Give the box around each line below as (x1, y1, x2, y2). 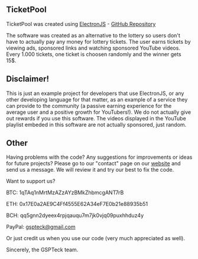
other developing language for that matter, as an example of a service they (6, 96, 188, 103)
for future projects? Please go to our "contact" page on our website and (6, 160, 181, 167)
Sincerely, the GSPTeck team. (6, 246, 79, 253)
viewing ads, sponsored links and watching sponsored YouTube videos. (6, 44, 180, 51)
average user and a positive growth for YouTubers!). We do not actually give (6, 109, 191, 116)
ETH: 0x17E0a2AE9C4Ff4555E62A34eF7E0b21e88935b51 (6, 201, 148, 208)
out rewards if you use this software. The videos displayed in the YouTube (6, 114, 186, 122)
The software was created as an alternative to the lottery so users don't (6, 32, 180, 39)
